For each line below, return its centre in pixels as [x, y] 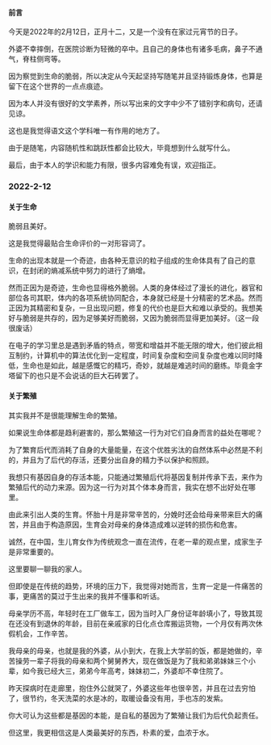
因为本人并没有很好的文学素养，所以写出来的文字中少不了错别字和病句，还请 [135, 103]
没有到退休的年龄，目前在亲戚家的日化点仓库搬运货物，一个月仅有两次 [139, 623]
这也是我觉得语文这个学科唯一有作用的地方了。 [86, 131]
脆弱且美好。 [29, 226]
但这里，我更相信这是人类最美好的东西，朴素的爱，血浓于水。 [111, 732]
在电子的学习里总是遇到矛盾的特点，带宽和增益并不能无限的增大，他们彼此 [132, 345]
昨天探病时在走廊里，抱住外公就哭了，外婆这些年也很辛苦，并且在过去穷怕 [132, 688]
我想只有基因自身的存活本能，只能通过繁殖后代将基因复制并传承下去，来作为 [135, 477]
